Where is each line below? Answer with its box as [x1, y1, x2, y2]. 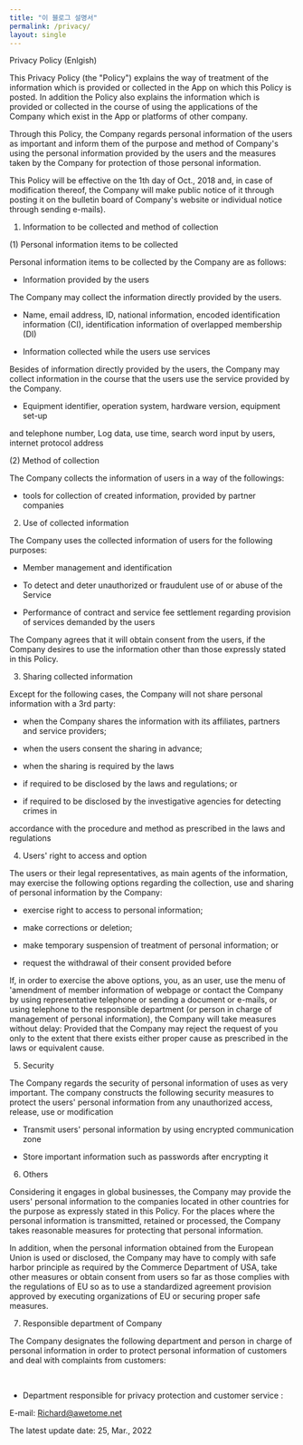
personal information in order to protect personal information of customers [9, 1345, 288, 1356]
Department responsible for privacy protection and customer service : [22, 1390, 283, 1401]
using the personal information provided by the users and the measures [9, 148, 277, 159]
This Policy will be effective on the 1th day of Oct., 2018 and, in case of [9, 175, 273, 186]
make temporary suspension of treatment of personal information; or [22, 940, 279, 951]
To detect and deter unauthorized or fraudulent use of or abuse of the [22, 580, 283, 591]
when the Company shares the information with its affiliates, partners [22, 716, 280, 727]
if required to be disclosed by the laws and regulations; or [22, 778, 238, 789]
